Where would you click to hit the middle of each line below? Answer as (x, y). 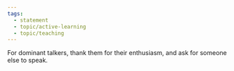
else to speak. (27, 61)
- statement (31, 20)
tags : (15, 14)
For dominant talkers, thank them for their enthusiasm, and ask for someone (117, 53)
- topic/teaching (39, 33)
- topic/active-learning (50, 26)
